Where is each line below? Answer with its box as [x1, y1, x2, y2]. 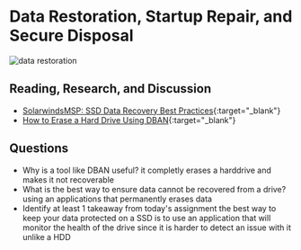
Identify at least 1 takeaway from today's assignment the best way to [22, 202, 277, 213]
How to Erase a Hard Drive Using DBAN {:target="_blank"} [22, 114, 236, 125]
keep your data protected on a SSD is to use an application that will [22, 212, 271, 223]
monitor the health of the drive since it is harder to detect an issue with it [22, 222, 292, 233]
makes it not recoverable [22, 174, 115, 185]
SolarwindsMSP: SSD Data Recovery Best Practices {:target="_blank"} [22, 105, 281, 116]
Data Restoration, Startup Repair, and [9, 6, 293, 27]
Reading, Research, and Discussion [9, 81, 212, 96]
